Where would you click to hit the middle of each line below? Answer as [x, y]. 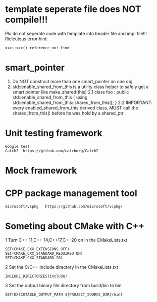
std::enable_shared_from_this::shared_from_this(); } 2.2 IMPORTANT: [82, 102]
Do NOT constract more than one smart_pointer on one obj [72, 81]
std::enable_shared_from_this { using [50, 97]
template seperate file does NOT [73, 9]
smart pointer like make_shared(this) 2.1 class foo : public [71, 92]
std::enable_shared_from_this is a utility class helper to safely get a [80, 87]
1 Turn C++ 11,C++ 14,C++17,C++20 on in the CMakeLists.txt [66, 240]
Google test [17, 146]
